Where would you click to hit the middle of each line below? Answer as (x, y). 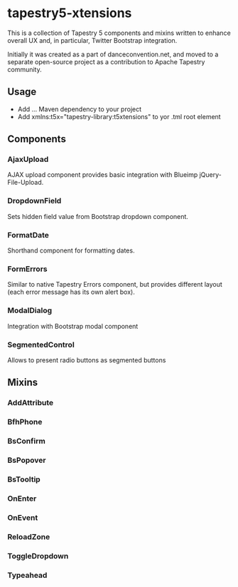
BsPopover (27, 460)
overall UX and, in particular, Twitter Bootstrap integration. (92, 40)
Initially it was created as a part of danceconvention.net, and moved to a (113, 54)
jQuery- (210, 175)
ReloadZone (29, 536)
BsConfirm (27, 441)
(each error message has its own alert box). (71, 292)
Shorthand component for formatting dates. (71, 250)
